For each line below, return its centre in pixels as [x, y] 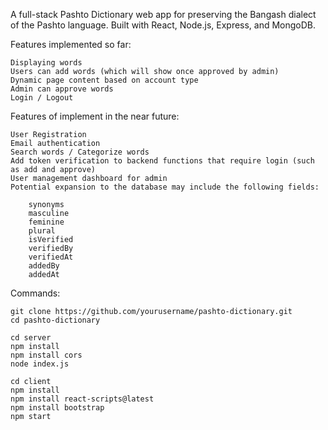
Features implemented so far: [71, 44]
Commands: [35, 293]
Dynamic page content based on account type [104, 80]
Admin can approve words [62, 89]
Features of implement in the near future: [95, 116]
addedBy [44, 266]
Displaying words [46, 63]
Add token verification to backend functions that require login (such [162, 161]
